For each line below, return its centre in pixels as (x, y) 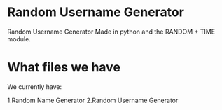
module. (19, 39)
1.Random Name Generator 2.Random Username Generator (93, 100)
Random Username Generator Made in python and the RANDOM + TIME (111, 32)
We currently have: (34, 87)
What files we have (64, 68)
